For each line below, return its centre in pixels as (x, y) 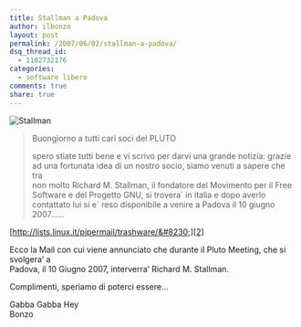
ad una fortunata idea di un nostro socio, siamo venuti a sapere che (158, 165)
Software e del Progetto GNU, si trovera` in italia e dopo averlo (149, 195)
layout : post (34, 35)
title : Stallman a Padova (58, 18)
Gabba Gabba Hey (44, 304)
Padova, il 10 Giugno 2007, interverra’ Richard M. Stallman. (119, 269)
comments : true (38, 86)
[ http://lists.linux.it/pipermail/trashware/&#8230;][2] (107, 232)
